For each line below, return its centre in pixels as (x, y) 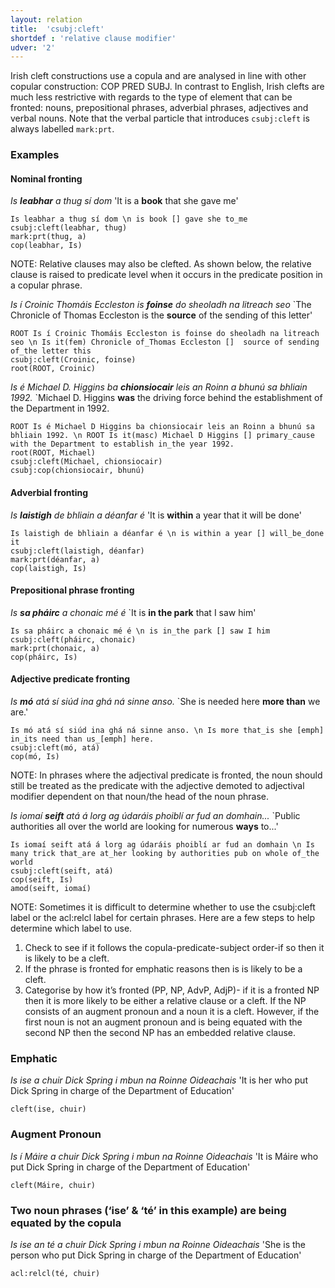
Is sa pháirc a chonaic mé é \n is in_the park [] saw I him (140, 631)
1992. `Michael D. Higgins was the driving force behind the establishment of (166, 398)
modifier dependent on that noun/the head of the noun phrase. (140, 796)
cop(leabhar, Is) (46, 246)
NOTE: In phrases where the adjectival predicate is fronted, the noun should (166, 775)
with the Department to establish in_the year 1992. (122, 444)
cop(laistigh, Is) (48, 568)
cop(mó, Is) (35, 756)
